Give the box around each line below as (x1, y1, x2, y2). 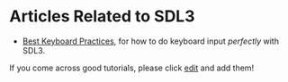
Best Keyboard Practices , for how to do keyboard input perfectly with (22, 36, 279, 46)
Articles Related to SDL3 (9, 6, 195, 27)
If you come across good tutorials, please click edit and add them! (9, 62, 255, 73)
